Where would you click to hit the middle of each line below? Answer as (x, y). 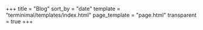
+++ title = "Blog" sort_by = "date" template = (63, 9)
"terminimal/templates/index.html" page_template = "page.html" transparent (101, 15)
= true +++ (19, 21)
